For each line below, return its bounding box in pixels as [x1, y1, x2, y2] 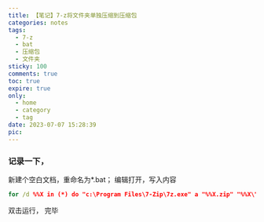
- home [15, 99, 37, 107]
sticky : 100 [8, 63, 47, 71]
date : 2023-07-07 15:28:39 [8, 121, 97, 129]
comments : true [8, 70, 58, 78]
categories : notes [8, 19, 68, 27]
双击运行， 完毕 [8, 206, 59, 215]
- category [15, 107, 51, 115]
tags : [8, 26, 26, 34]
